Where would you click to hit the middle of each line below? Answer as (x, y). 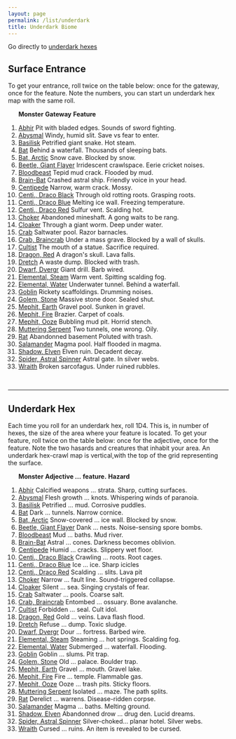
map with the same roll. (42, 101)
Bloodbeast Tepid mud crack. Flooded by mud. (85, 173)
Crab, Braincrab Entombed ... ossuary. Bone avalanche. (98, 602)
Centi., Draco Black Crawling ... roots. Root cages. (90, 557)
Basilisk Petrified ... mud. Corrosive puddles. (82, 505)
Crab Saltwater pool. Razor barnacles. (73, 232)
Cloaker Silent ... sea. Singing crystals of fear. (84, 587)
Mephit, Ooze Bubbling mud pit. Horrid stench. (85, 322)
